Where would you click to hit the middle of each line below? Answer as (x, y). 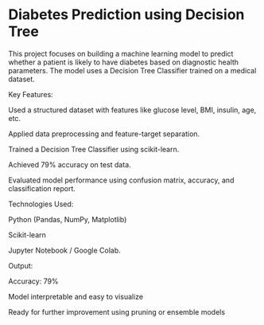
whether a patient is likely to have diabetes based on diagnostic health (124, 62)
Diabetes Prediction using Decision (126, 15)
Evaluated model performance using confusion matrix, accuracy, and (121, 180)
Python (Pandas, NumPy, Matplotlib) (68, 219)
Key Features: (31, 94)
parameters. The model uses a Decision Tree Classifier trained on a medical (132, 70)
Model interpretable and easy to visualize (76, 296)
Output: (21, 265)
